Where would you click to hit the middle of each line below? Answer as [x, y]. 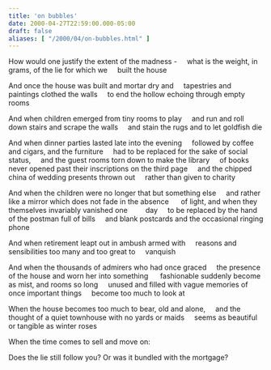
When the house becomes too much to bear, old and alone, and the [125, 309]
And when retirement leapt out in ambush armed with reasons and [123, 243]
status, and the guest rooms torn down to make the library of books [129, 160]
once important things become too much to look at [97, 293]
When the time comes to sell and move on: [80, 342]
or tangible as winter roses [53, 326]
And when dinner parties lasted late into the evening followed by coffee [131, 143]
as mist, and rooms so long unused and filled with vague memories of [128, 285]
